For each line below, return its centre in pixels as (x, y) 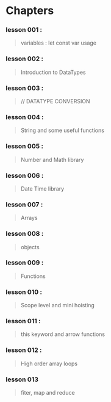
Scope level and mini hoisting (58, 305)
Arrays (29, 218)
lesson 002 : (25, 59)
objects (30, 247)
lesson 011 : (23, 321)
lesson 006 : (25, 175)
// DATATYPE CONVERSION (55, 101)
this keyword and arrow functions (63, 334)
